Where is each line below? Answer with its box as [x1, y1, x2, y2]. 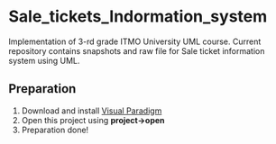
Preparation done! [21, 124, 89, 135]
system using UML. [8, 55, 80, 66]
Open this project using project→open [21, 114, 165, 125]
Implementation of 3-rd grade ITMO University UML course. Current [8, 36, 262, 47]
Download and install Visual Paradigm [21, 105, 162, 116]
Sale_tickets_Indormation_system [8, 6, 268, 27]
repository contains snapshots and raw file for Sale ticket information [8, 45, 265, 56]
